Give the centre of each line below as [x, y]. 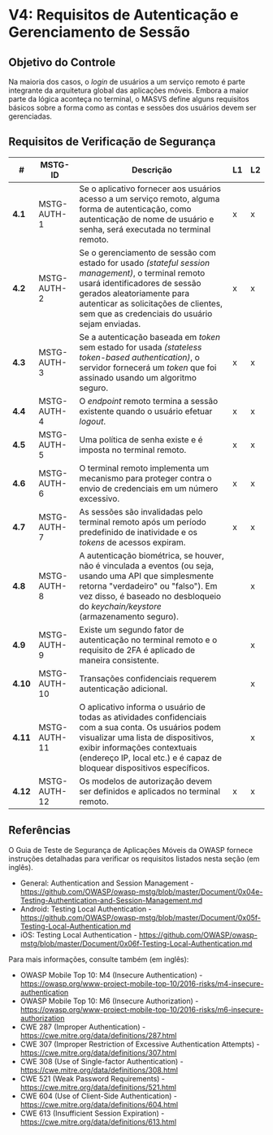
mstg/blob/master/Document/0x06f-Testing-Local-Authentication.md [136, 943]
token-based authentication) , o [140, 357]
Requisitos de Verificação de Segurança [112, 142]
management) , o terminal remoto [142, 272]
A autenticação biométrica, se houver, [152, 555]
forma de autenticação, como [135, 209]
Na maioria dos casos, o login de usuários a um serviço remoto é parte [127, 82]
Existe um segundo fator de [132, 629]
